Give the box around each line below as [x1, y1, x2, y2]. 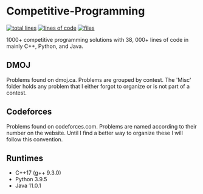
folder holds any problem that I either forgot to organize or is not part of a [6, 82, 190, 90]
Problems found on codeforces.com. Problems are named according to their [6, 122, 198, 130]
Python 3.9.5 [15, 176, 47, 183]
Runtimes [6, 153, 44, 163]
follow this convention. [6, 135, 63, 143]
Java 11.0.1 [15, 182, 41, 189]
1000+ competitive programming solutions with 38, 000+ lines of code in [6, 36, 189, 43]
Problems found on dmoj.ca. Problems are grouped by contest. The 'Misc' [6, 76, 191, 83]
